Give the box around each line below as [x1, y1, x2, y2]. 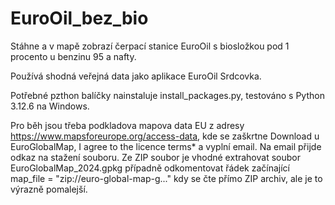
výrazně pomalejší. [10, 183, 88, 195]
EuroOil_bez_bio [10, 7, 149, 30]
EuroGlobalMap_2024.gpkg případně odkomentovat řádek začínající [10, 162, 290, 174]
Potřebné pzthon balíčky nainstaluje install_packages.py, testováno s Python [10, 89, 325, 101]
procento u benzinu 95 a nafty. [10, 50, 137, 62]
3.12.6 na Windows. [10, 100, 90, 112]
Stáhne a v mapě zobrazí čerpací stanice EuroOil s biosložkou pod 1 [10, 40, 290, 52]
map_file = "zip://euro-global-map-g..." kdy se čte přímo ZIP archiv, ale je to [10, 172, 323, 184]
